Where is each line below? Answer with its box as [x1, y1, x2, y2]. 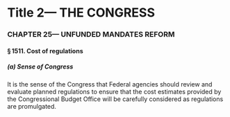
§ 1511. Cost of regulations [7, 46, 83, 55]
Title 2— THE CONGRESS [7, 5, 155, 21]
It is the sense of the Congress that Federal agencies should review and [7, 80, 213, 88]
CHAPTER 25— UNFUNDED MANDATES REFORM [7, 30, 175, 39]
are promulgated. [7, 102, 57, 110]
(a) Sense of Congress [7, 62, 74, 71]
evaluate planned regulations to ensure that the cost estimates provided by [7, 87, 222, 96]
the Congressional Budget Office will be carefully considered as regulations [7, 95, 224, 103]
